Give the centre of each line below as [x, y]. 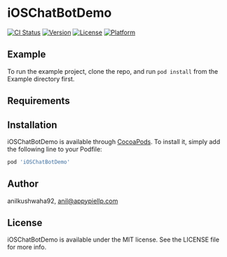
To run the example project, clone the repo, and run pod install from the [113, 71]
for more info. [27, 247]
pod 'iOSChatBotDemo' [39, 162]
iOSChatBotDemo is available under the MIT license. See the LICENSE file [113, 239]
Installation [32, 125]
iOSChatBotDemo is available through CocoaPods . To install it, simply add [114, 141]
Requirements [39, 101]
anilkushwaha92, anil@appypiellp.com [63, 201]
